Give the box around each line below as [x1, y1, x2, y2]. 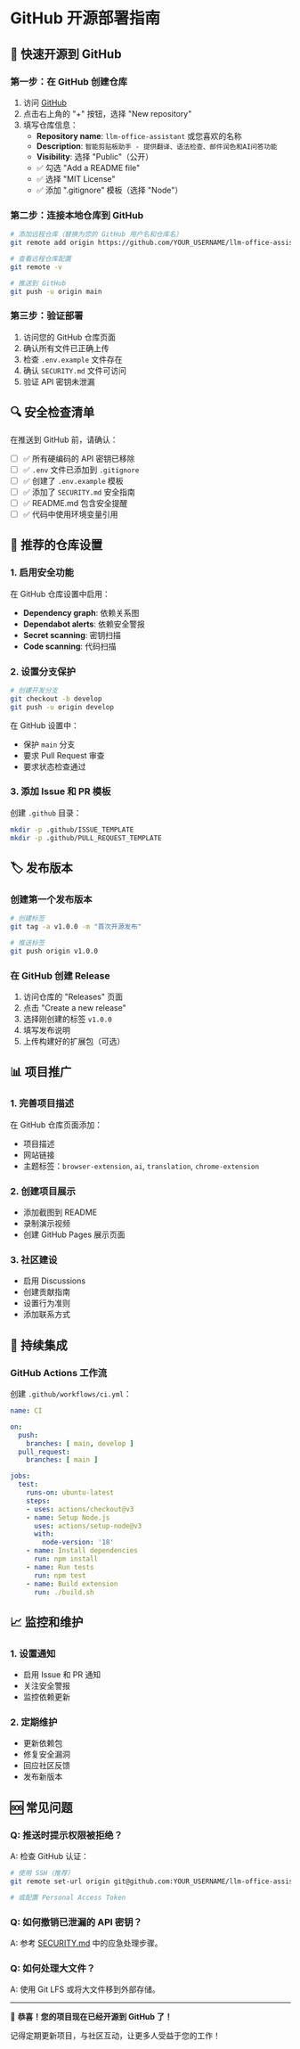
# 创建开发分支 [10, 685, 59, 695]
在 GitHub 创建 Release [10, 969, 110, 981]
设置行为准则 [22, 1298, 70, 1308]
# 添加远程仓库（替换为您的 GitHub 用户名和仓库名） [10, 230, 183, 239]
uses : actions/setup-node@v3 [33, 1521, 142, 1530]
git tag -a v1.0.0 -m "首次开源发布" [10, 922, 142, 931]
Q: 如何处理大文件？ [10, 1962, 96, 1974]
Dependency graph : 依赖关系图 [22, 607, 140, 618]
